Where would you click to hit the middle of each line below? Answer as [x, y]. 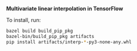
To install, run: [24, 20]
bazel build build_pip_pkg [40, 31]
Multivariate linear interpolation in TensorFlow [65, 9]
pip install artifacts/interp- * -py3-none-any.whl [69, 42]
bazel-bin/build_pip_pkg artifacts [50, 36]
